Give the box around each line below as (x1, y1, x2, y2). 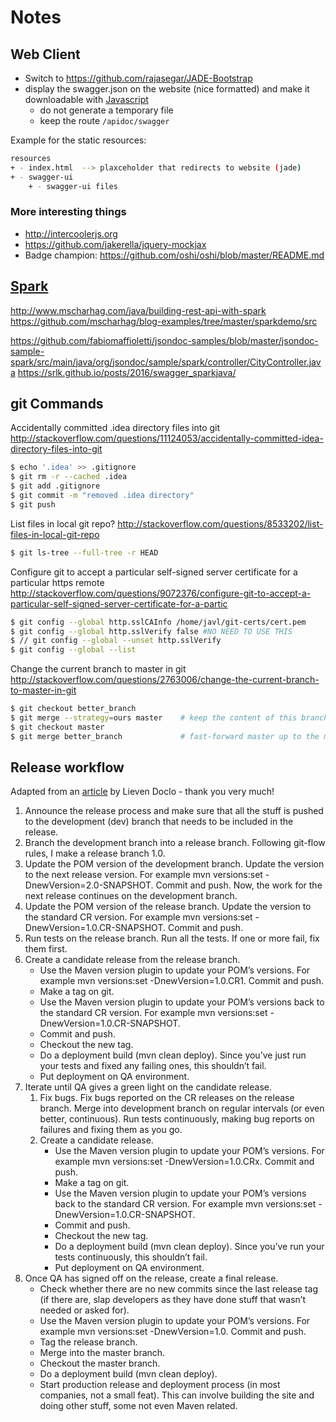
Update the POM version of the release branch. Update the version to (24, 901, 312, 913)
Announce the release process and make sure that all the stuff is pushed (24, 805, 324, 817)
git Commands (10, 396, 104, 412)
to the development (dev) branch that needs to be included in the (24, 816, 294, 828)
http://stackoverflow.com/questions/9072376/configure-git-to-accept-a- (10, 587, 312, 599)
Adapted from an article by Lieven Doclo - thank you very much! (10, 786, 275, 798)
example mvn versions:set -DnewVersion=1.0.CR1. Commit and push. (39, 975, 325, 987)
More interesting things (10, 205, 127, 219)
